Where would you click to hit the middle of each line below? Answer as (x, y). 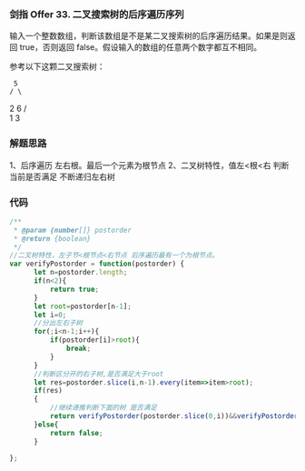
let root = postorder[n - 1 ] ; (82, 306)
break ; (79, 349)
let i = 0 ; (50, 315)
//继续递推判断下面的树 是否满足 (103, 408)
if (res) (48, 391)
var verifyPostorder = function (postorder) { (97, 264)
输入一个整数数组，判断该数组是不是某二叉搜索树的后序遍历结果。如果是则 (148, 36)
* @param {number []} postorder (72, 230)
